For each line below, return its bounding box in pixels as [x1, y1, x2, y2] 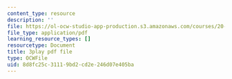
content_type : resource [7, 10, 76, 17]
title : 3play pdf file [7, 49, 72, 56]
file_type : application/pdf [7, 29, 88, 36]
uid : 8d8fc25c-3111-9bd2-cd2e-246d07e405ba [7, 61, 135, 68]
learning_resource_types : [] [7, 36, 91, 43]
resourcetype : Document [7, 42, 76, 49]
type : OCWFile [7, 55, 48, 62]
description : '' [7, 16, 54, 23]
